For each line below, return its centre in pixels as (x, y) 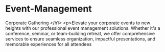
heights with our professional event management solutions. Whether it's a (83, 28)
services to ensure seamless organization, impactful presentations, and (80, 39)
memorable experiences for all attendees (49, 44)
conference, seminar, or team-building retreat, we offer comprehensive (80, 33)
